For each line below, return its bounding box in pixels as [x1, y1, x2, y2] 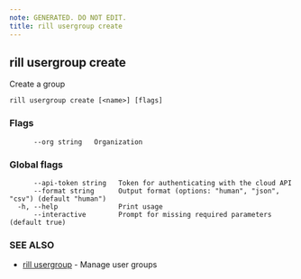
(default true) [9, 218, 67, 227]
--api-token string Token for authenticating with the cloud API [32, 178, 293, 187]
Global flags [9, 158, 63, 171]
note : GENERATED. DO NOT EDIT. [9, 13, 127, 22]
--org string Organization [32, 137, 143, 147]
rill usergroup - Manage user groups [22, 259, 158, 270]
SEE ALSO [9, 238, 55, 251]
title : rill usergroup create [9, 22, 123, 31]
